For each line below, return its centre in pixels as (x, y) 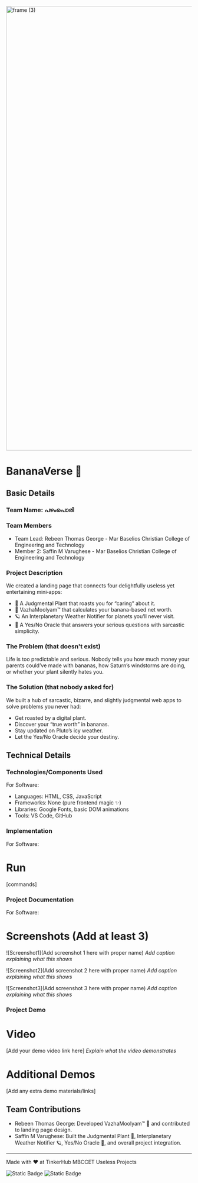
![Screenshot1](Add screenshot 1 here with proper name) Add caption (90, 952)
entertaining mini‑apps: (34, 592)
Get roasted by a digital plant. (50, 717)
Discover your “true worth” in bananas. (62, 724)
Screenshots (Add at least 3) (77, 936)
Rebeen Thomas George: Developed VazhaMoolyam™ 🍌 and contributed (102, 1124)
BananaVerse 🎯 (44, 471)
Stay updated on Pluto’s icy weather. (59, 731)
